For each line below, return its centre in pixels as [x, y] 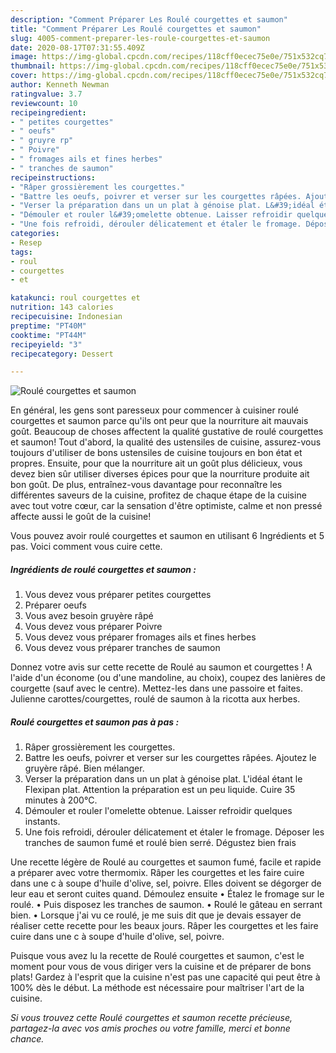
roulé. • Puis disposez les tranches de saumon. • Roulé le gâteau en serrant [166, 905]
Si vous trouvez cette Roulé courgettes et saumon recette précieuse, [151, 1018]
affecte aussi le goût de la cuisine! [81, 517]
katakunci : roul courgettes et [75, 298]
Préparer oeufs [56, 605]
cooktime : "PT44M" [48, 335]
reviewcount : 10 [44, 103]
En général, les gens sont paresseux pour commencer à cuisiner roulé [154, 410]
